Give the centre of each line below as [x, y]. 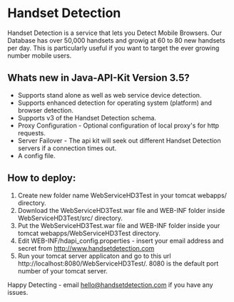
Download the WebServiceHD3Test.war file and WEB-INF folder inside [121, 210]
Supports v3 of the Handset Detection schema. [87, 118]
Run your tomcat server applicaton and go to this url [94, 256]
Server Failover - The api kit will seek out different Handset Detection [119, 140]
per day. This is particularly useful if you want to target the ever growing [113, 48]
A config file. [36, 155]
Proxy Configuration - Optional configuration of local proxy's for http [118, 125]
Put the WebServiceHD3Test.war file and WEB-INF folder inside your [119, 225]
